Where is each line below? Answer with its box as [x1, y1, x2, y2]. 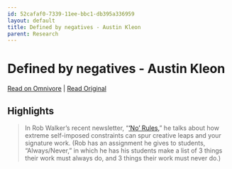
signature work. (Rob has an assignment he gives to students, [24, 139, 206, 147]
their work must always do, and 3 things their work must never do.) [24, 154, 221, 162]
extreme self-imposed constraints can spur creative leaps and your [24, 131, 221, 139]
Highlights [7, 104, 55, 117]
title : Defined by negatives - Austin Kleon [7, 23, 141, 31]
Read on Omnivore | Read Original [7, 84, 106, 93]
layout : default [7, 17, 55, 24]
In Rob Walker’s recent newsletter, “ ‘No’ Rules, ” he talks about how [24, 124, 220, 132]
